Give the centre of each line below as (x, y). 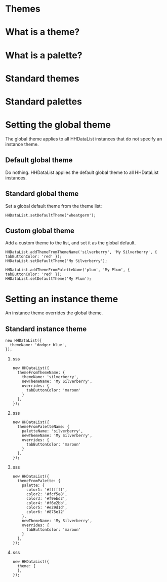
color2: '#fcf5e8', (47, 494)
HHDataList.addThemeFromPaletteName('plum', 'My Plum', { (68, 270)
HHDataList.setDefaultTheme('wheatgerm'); (51, 215)
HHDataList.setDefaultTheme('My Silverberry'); (56, 261)
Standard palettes (44, 101)
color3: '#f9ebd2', (47, 499)
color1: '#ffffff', (47, 490)
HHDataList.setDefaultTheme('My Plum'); (49, 279)
